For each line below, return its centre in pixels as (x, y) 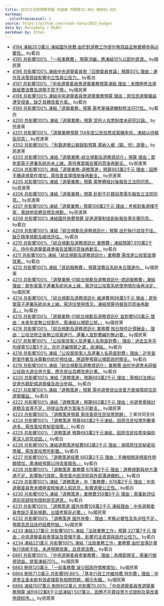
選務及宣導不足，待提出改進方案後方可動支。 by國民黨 (66, 408)
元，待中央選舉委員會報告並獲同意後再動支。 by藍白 (64, 249)
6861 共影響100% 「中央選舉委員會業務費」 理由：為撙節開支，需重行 (82, 555)
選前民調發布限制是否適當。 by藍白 (47, 500)
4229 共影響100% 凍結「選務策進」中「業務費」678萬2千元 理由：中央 (83, 482)
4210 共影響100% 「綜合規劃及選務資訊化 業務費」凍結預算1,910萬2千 (82, 243)
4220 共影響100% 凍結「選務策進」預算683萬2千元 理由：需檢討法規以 (84, 377)
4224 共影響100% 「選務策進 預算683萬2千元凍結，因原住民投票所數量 (84, 420)
